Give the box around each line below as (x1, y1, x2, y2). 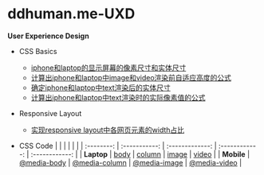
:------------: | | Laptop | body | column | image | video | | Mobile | (30, 149, 250, 159)
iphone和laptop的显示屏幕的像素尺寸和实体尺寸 (30, 63, 187, 72)
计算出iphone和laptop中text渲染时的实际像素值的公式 (30, 92, 206, 102)
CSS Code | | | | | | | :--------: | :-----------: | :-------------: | (18, 141, 217, 150)
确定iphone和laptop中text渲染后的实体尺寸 (30, 83, 171, 92)
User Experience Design (7, 31, 89, 41)
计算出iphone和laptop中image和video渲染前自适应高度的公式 (30, 72, 232, 82)
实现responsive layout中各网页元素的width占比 (30, 125, 185, 134)
